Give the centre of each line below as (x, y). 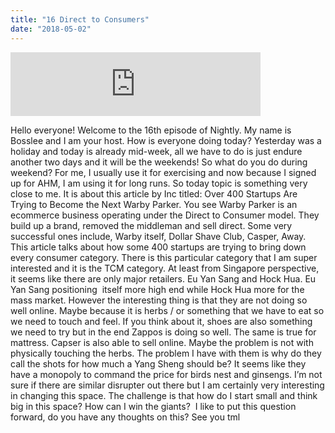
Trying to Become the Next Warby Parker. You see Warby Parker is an (154, 204)
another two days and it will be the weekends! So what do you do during (159, 162)
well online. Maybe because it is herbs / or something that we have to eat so (167, 310)
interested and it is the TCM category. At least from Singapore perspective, (165, 268)
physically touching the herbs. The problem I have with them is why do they (166, 353)
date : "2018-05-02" (51, 29)
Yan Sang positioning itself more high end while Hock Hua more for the (157, 289)
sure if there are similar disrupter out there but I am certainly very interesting (167, 385)
